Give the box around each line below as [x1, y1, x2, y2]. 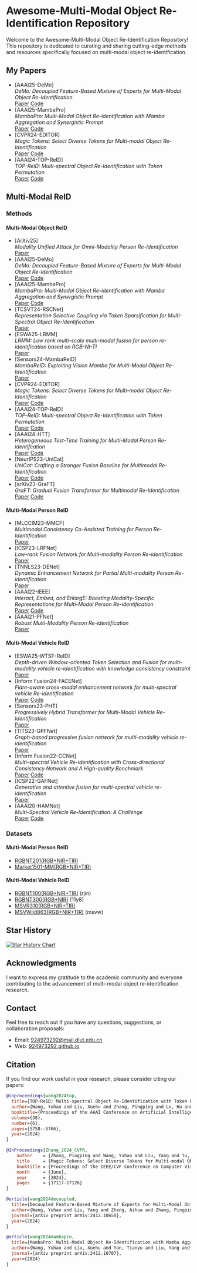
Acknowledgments [6, 958, 77, 968]
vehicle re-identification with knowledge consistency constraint [37, 665, 191, 672]
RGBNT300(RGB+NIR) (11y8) [14, 896, 84, 903]
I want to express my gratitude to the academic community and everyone [6, 974, 183, 981]
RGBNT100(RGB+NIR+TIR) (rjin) [14, 890, 91, 897]
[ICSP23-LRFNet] [14, 545, 57, 552]
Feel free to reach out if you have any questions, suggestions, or [6, 1019, 162, 1026]
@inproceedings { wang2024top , [6, 1093, 77, 1099]
